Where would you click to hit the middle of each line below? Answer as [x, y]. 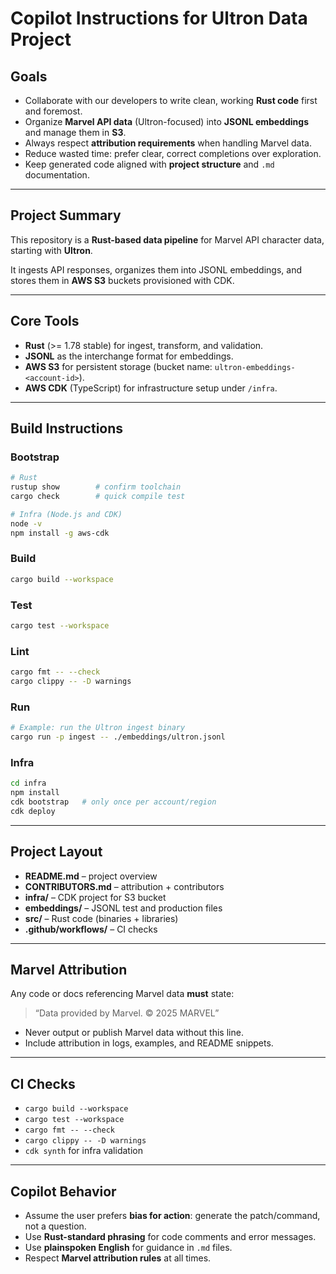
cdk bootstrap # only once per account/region [113, 802]
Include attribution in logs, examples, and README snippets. [149, 1043]
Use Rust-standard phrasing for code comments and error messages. [170, 1237]
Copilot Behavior [63, 1191]
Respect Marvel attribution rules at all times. [118, 1258]
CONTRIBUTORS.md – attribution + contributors [124, 886]
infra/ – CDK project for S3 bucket [95, 897]
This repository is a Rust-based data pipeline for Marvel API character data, [167, 239]
